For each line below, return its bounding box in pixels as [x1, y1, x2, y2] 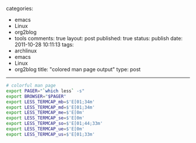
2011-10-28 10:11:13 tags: [14, 41, 74, 48]
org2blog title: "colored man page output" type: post [14, 66, 141, 72]
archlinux [14, 47, 37, 54]
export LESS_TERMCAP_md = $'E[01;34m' [6, 104, 95, 110]
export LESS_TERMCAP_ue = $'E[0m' [6, 126, 85, 132]
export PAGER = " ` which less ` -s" [6, 88, 85, 94]
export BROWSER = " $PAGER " [6, 93, 66, 99]
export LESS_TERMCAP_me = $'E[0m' [6, 110, 85, 116]
